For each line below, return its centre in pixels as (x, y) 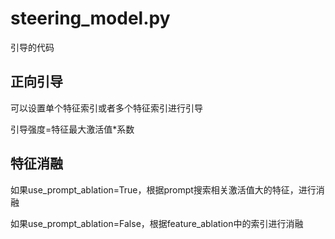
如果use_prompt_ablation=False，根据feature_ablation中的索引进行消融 (157, 223)
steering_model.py (90, 18)
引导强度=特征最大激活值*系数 (72, 129)
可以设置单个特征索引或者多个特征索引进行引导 (106, 108)
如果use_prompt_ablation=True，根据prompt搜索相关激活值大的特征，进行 (163, 189)
